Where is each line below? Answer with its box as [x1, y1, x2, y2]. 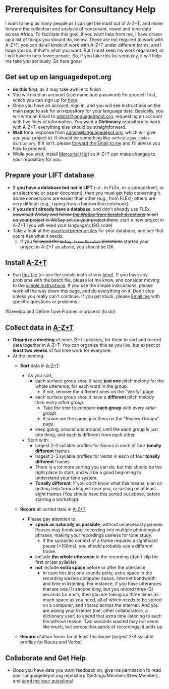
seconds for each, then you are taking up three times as [42, 592, 159, 598]
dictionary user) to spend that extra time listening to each [42, 613, 162, 619]
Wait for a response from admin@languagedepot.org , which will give [12, 129, 156, 135]
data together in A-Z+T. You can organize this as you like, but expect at [12, 342, 160, 348]
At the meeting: [12, 353, 45, 359]
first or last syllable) [35, 559, 77, 565]
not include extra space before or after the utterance [35, 564, 146, 571]
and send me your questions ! [12, 678, 74, 684]
